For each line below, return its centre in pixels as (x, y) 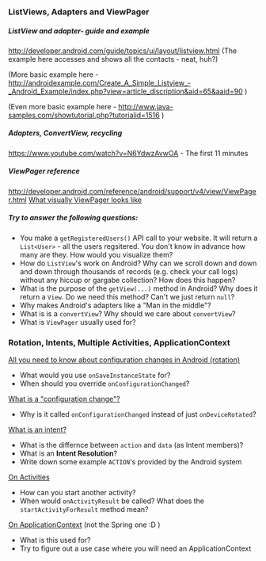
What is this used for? (55, 540)
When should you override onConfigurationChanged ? (104, 384)
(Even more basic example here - (63, 106)
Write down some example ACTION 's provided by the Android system (131, 462)
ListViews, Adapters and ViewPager (79, 12)
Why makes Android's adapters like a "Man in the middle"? (115, 305)
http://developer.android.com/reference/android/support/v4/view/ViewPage (133, 191)
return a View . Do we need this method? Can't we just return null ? (127, 296)
